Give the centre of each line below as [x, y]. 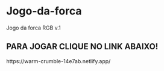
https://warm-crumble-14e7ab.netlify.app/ [58, 61]
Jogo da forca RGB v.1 [34, 28]
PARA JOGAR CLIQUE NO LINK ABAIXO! [82, 47]
